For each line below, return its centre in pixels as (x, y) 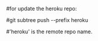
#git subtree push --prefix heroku (47, 20)
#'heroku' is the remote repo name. (49, 31)
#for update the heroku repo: (42, 9)
